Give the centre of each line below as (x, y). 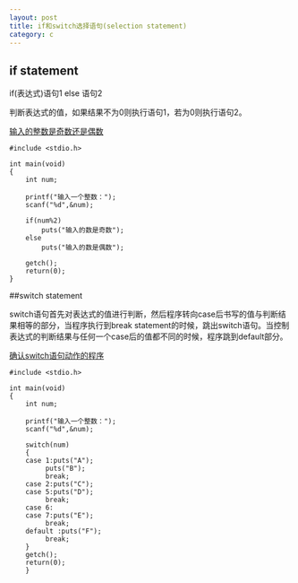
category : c (31, 34)
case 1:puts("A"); (60, 461)
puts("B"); (66, 469)
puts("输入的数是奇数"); (83, 231)
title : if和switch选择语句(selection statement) (98, 26)
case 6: (39, 508)
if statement (44, 70)
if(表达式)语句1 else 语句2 (56, 93)
